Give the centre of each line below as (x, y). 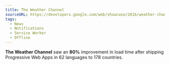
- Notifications (27, 28)
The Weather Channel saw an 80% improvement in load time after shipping (84, 52)
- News (17, 24)
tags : (11, 19)
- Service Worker (28, 33)
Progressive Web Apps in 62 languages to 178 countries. (64, 57)
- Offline (20, 38)
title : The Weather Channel (35, 10)
